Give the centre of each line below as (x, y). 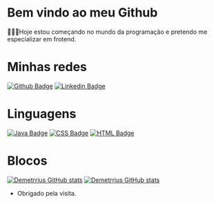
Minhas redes (47, 67)
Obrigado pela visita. (47, 193)
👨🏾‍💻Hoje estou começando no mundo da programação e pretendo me (107, 32)
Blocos (27, 161)
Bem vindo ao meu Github (82, 13)
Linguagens (42, 114)
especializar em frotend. (42, 39)
